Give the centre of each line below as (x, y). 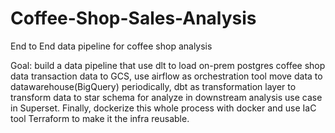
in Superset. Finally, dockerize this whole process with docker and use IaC (163, 108)
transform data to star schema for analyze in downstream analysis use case (166, 97)
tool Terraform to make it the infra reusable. (100, 118)
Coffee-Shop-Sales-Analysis (133, 18)
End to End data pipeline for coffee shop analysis (111, 46)
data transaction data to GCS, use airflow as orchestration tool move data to (166, 76)
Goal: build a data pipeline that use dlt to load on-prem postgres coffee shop (168, 65)
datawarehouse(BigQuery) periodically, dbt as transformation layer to (153, 86)
